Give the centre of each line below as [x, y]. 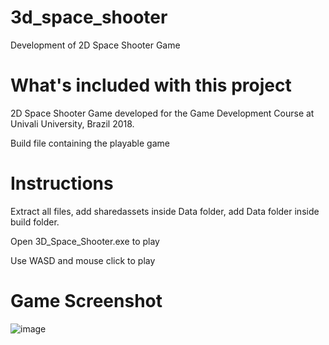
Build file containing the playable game [90, 143]
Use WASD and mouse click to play [83, 260]
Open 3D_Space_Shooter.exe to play [85, 241]
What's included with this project [151, 85]
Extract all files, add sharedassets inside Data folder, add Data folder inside [165, 211]
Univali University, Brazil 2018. [72, 123]
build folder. [35, 222]
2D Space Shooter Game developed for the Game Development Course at [162, 113]
